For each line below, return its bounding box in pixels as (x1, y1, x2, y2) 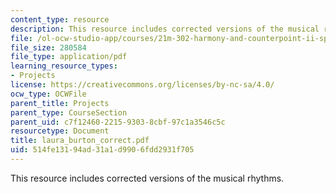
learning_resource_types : (10, 61, 118, 71)
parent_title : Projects (10, 98, 110, 108)
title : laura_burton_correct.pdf (10, 136, 150, 146)
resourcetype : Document (10, 126, 110, 136)
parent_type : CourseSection (10, 107, 128, 118)
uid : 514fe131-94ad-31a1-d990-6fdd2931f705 (10, 145, 195, 155)
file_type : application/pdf (10, 52, 128, 62)
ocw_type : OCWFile (10, 89, 87, 99)
